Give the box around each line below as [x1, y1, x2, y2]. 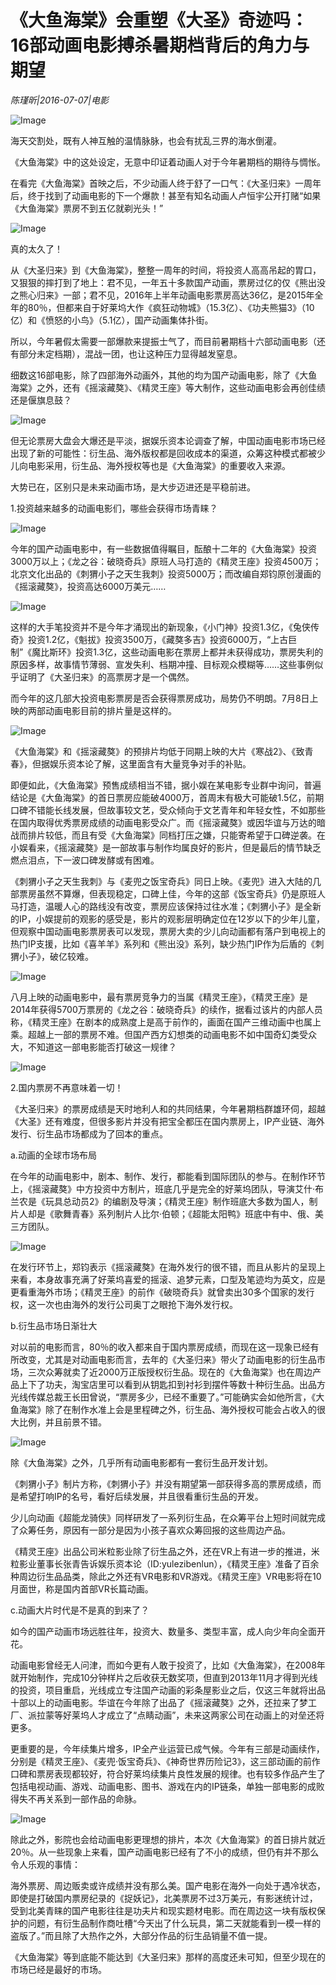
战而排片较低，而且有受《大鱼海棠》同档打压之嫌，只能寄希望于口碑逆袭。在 [10, 829, 326, 841]
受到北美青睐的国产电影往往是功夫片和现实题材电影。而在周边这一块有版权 [10, 1904, 317, 1916]
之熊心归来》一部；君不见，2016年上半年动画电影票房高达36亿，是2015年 [10, 289, 315, 301]
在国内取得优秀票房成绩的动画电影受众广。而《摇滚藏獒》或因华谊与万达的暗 [10, 816, 326, 828]
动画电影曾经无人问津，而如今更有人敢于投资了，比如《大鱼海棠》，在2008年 [10, 1659, 326, 1671]
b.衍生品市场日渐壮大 [10, 1319, 98, 1331]
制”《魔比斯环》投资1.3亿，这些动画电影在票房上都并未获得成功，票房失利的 [10, 646, 324, 658]
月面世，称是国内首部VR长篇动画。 [10, 1582, 154, 1595]
